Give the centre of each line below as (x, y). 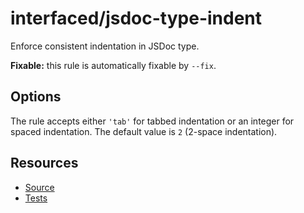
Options (36, 97)
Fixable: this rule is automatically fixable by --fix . (113, 65)
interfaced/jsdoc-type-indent (136, 18)
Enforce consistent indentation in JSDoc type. (105, 46)
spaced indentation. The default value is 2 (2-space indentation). (144, 131)
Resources (44, 163)
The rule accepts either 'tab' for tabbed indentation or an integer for (152, 121)
